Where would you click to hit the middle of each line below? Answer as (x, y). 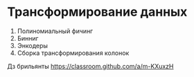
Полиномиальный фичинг (55, 31)
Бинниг (28, 38)
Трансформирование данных (97, 12)
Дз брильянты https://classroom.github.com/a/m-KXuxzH (90, 66)
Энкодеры (33, 45)
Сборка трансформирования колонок (73, 53)
